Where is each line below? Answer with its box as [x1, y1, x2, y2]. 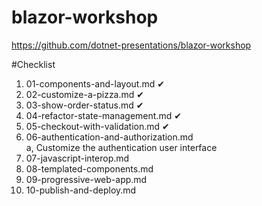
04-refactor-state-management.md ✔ [25, 109, 182, 121]
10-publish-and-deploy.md [25, 184, 137, 196]
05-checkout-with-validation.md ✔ [25, 120, 170, 132]
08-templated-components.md [25, 162, 154, 175]
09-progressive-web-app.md [25, 173, 148, 185]
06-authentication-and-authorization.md [25, 131, 194, 143]
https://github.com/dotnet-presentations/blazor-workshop [11, 39, 252, 51]
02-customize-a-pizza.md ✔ [25, 88, 145, 100]
